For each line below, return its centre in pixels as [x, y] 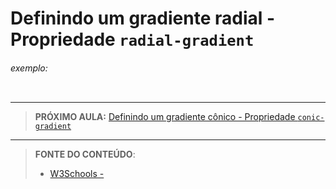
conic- [311, 118]
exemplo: [29, 68]
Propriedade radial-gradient [132, 39]
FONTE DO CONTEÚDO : [85, 154]
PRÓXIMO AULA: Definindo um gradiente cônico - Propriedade [165, 117]
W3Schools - [77, 174]
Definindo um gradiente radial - [143, 18]
